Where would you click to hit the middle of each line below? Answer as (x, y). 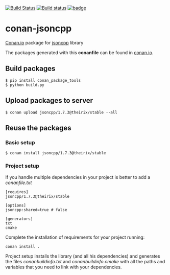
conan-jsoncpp (39, 29)
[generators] (19, 219)
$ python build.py (25, 85)
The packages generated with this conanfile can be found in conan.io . (79, 52)
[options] (16, 205)
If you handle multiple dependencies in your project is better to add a (78, 177)
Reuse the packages (38, 128)
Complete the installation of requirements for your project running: (75, 237)
